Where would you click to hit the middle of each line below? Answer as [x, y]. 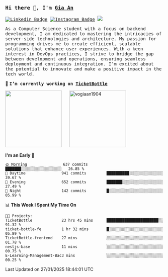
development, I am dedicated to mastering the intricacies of [83, 34]
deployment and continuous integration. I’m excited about [80, 64]
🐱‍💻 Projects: [19, 216]
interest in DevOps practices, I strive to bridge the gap [80, 54]
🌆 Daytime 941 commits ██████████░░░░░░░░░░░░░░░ [84, 173]
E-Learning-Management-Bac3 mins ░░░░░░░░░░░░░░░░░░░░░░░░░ [84, 256]
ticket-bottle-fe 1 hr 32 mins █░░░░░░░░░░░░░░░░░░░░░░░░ [84, 229]
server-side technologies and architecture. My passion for [81, 39]
